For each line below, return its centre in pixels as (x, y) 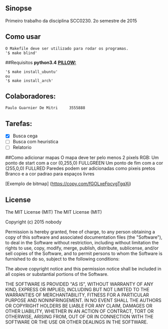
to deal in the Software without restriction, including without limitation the (82, 243)
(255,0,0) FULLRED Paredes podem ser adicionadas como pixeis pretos (80, 168)
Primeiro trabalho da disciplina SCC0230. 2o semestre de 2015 (71, 20)
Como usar (23, 37)
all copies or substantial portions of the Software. (57, 274)
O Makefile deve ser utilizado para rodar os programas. (67, 48)
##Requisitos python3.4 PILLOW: (41, 62)
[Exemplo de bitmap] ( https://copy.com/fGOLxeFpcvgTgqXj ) (68, 184)
